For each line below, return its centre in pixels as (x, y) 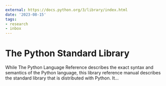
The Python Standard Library (68, 54)
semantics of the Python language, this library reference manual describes (83, 73)
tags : (11, 19)
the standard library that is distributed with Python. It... (62, 78)
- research (17, 24)
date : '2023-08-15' (26, 15)
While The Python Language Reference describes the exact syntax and (79, 67)
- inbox (13, 29)
